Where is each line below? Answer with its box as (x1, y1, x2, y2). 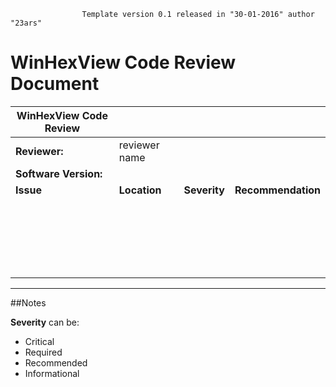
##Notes (10, 296, 47, 309)
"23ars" (10, 18, 43, 28)
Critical (24, 335, 55, 347)
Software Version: (15, 166, 103, 180)
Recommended (24, 356, 88, 369)
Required (24, 346, 63, 358)
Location (118, 183, 162, 197)
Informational (24, 367, 80, 379)
